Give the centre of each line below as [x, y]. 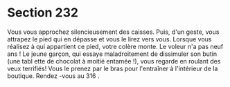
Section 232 [43, 13]
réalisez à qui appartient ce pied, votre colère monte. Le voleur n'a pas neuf [115, 46]
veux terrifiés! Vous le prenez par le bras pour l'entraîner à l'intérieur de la [113, 68]
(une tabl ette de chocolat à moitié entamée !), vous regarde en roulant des [114, 61]
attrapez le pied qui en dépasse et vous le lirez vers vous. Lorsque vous [109, 39]
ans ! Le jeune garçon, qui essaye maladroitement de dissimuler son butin [112, 54]
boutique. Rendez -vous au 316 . [53, 76]
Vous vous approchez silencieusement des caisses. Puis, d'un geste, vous [113, 32]
